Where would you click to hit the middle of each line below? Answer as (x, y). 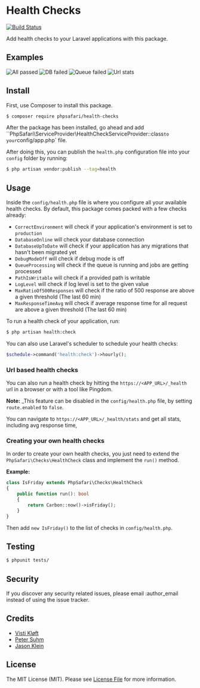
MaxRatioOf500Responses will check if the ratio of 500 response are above (104, 291)
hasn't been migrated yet (46, 252)
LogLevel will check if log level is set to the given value (82, 284)
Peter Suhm (29, 639)
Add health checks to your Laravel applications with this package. (87, 38)
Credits (20, 619)
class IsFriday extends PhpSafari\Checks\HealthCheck (75, 483)
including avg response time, (42, 426)
